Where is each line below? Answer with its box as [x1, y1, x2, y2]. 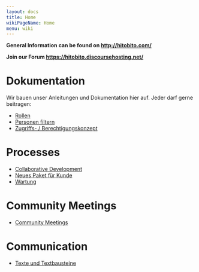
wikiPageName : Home [6, 20, 55, 26]
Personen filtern [14, 118, 55, 126]
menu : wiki [6, 25, 34, 32]
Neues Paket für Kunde [14, 172, 73, 179]
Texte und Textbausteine [14, 259, 77, 267]
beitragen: [6, 100, 32, 108]
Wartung [14, 178, 37, 185]
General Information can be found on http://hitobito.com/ [6, 42, 152, 49]
